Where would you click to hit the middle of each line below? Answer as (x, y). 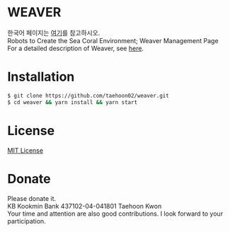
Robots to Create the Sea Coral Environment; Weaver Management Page (113, 40)
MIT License (25, 150)
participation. (27, 221)
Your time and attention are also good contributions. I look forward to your (115, 214)
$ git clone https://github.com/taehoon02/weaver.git (88, 95)
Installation (41, 77)
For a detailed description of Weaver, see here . (75, 48)
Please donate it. (32, 198)
